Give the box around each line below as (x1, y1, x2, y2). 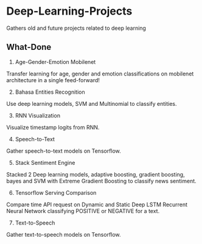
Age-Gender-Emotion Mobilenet (15, 58, 96, 65)
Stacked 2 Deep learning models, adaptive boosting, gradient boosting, (6, 170, 185, 178)
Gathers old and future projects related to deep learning (6, 24, 146, 32)
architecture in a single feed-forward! (6, 76, 100, 83)
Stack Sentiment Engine (15, 159, 75, 166)
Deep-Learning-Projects (6, 4, 133, 18)
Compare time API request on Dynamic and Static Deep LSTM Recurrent (6, 201, 187, 208)
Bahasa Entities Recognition (15, 88, 85, 96)
